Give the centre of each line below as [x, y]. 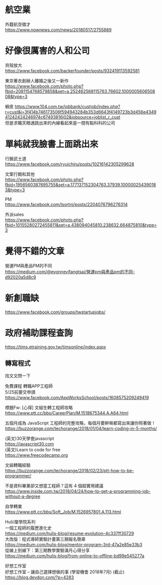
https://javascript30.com [29, 444]
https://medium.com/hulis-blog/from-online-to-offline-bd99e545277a [75, 556]
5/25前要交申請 [20, 392]
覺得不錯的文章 [35, 251]
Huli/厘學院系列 [20, 522]
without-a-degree [23, 496]
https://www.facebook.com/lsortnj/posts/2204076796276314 [66, 204]
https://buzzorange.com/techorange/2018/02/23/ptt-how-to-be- [70, 471]
